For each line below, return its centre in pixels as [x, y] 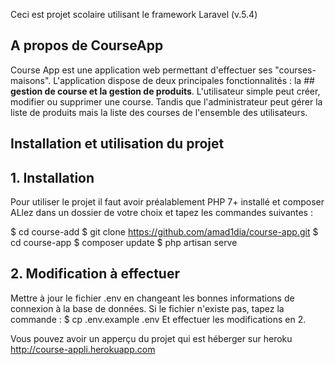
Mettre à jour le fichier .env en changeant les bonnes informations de [152, 298]
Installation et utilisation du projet [117, 144]
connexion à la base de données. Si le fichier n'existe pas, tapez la [147, 308]
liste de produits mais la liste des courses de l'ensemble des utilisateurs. [159, 112]
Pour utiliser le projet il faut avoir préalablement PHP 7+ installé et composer [167, 202]
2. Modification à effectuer [95, 274]
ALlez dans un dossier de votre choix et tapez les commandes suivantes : [161, 213]
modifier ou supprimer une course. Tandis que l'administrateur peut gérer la [166, 101]
